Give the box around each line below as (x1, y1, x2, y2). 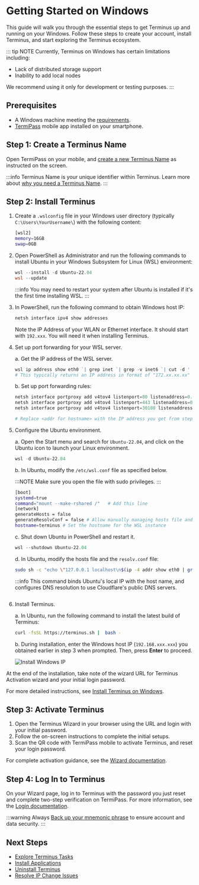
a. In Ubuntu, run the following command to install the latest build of (14, 612, 181, 619)
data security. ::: (6, 820, 46, 828)
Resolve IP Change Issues (14, 872, 79, 879)
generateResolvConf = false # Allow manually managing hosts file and (14, 517, 193, 523)
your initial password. (14, 727, 68, 734)
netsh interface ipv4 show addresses (14, 315, 108, 321)
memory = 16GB (14, 236, 44, 242)
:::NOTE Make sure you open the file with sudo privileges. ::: (14, 478, 162, 485)
